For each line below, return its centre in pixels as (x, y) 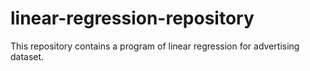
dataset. (27, 56)
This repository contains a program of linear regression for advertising (155, 46)
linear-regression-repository (132, 18)
